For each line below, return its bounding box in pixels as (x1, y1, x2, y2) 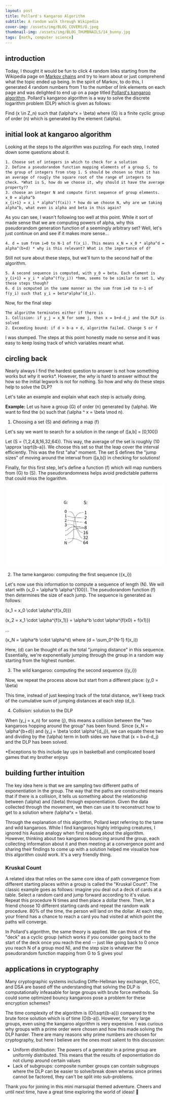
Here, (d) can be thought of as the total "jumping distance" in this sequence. (5, 646, 165, 652)
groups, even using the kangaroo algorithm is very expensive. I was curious (5, 1020, 163, 1026)
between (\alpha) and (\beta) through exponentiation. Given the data (5, 798, 149, 805)
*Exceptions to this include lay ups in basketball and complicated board (5, 749, 156, 755)
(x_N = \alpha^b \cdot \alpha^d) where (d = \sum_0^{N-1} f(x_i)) (5, 637, 138, 643)
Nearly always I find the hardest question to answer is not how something (5, 368, 159, 374)
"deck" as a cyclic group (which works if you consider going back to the (5, 934, 156, 940)
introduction (5, 54, 46, 63)
